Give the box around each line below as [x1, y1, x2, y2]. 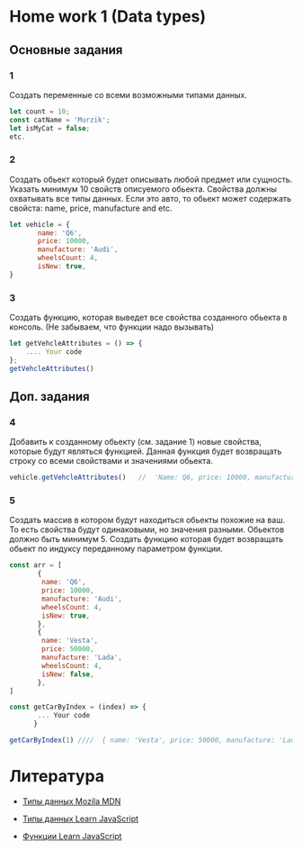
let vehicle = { [9, 220, 70, 229]
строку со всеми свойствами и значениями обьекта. [9, 456, 214, 466]
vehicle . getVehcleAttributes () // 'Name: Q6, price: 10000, [9, 473, 252, 483]
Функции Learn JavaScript [22, 830, 122, 841]
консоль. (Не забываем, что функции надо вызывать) [9, 321, 214, 332]
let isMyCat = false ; [9, 123, 91, 132]
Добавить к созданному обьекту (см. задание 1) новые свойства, [9, 437, 262, 448]
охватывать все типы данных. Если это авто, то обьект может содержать [9, 193, 292, 203]
